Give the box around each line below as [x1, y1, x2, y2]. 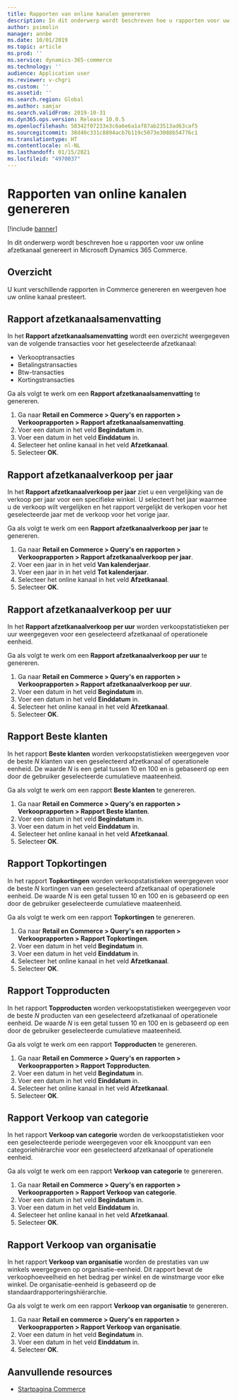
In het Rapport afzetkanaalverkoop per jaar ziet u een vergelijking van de [7, 488, 224, 496]
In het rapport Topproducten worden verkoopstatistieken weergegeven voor [7, 1004, 231, 1012]
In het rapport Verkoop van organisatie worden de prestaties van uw [7, 1258, 209, 1266]
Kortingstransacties [17, 376, 75, 384]
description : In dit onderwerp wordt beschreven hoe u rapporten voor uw [7, 17, 230, 24]
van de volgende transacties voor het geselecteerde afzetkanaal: [7, 340, 197, 348]
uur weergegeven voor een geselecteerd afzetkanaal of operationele [7, 630, 208, 639]
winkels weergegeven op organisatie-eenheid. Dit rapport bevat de [7, 1265, 203, 1274]
